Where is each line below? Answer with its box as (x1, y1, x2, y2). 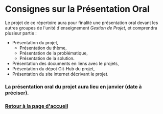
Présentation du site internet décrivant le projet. (12, 71, 109, 77)
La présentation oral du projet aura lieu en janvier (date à (5, 83, 142, 90)
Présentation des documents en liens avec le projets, (12, 60, 119, 66)
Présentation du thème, (19, 45, 67, 51)
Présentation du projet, (12, 39, 59, 45)
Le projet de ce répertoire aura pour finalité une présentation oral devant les (5, 20, 158, 26)
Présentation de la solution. (19, 55, 75, 61)
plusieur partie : (5, 30, 37, 36)
